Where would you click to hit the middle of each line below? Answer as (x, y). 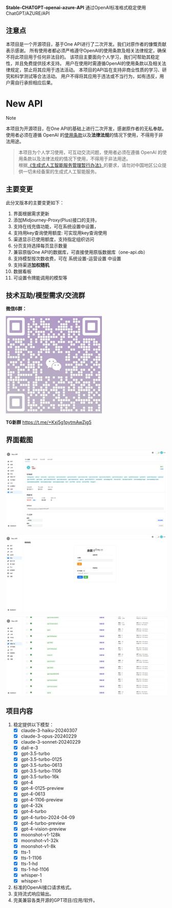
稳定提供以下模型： (34, 724)
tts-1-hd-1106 (35, 869)
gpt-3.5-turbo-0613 (41, 765)
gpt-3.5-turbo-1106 (41, 771)
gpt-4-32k (32, 806)
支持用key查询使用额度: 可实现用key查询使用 (60, 233)
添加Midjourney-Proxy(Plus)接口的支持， (56, 220)
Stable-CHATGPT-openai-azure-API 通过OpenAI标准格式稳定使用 (76, 7)
